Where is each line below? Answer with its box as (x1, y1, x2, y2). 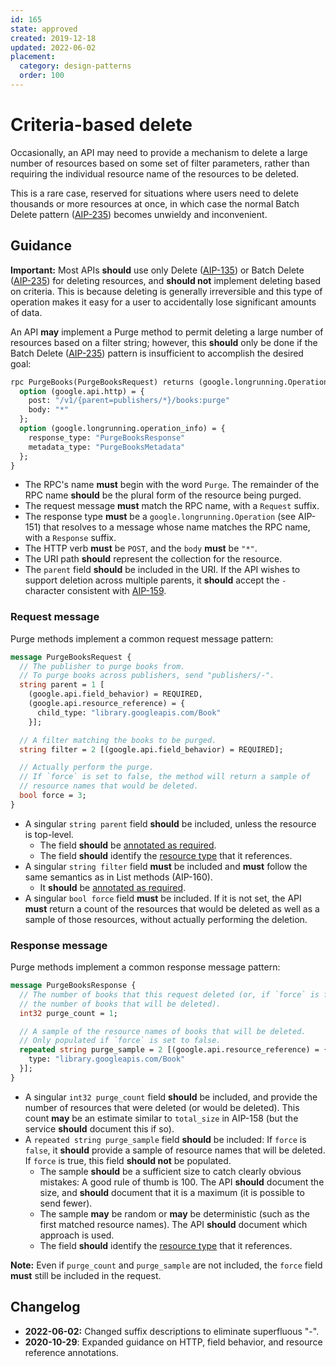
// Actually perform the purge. (19, 762, 155, 773)
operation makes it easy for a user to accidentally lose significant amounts (10, 296, 317, 308)
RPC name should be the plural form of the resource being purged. (24, 489, 302, 501)
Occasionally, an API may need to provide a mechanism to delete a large (10, 146, 308, 158)
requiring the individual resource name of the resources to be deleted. (10, 167, 300, 180)
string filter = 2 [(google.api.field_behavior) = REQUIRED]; (19, 744, 284, 755)
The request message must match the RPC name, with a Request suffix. (24, 500, 320, 512)
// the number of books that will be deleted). (19, 999, 222, 1009)
